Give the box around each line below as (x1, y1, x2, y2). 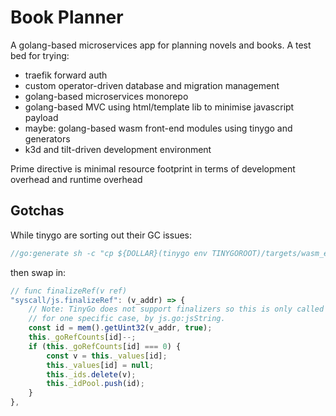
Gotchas (10, 202, 65, 220)
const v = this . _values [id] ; (46, 351, 168, 361)
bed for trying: (10, 49, 70, 61)
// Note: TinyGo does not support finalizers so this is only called (28, 304, 325, 315)
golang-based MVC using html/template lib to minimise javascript (24, 101, 295, 113)
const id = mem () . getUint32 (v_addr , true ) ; (28, 323, 213, 333)
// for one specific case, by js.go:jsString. (28, 314, 226, 324)
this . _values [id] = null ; (46, 360, 155, 370)
